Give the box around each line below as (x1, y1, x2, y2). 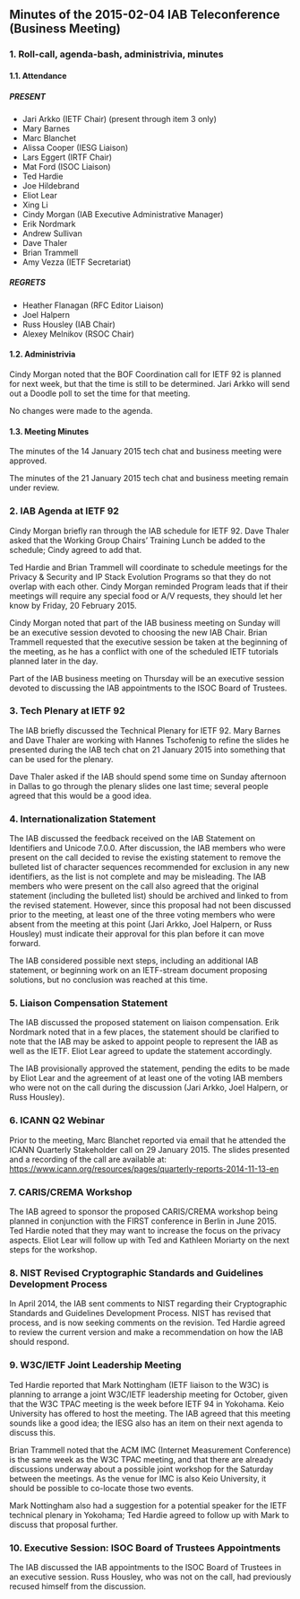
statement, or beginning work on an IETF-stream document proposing (9, 965, 268, 976)
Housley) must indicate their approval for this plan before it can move (9, 928, 265, 939)
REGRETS (9, 277, 47, 288)
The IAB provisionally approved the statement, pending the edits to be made (9, 1063, 290, 1074)
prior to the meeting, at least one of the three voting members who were (9, 909, 276, 920)
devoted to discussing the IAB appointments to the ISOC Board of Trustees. (9, 682, 287, 693)
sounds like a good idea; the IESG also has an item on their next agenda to (9, 1418, 284, 1428)
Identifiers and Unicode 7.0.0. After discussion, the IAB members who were (9, 843, 287, 854)
